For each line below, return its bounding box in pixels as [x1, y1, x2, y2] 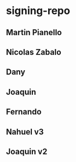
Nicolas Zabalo [6, 47, 61, 57]
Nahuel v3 [6, 127, 44, 137]
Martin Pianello [6, 27, 62, 37]
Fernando [6, 107, 42, 117]
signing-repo [6, 4, 71, 18]
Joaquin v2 [6, 146, 48, 156]
